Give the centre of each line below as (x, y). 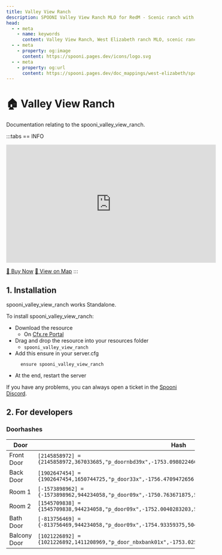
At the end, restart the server (51, 375)
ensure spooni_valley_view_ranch (62, 364)
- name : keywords (39, 34)
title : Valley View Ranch (38, 12)
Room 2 (20, 506)
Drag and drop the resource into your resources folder (82, 340)
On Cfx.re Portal (44, 334)
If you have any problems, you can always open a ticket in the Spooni (92, 387)
